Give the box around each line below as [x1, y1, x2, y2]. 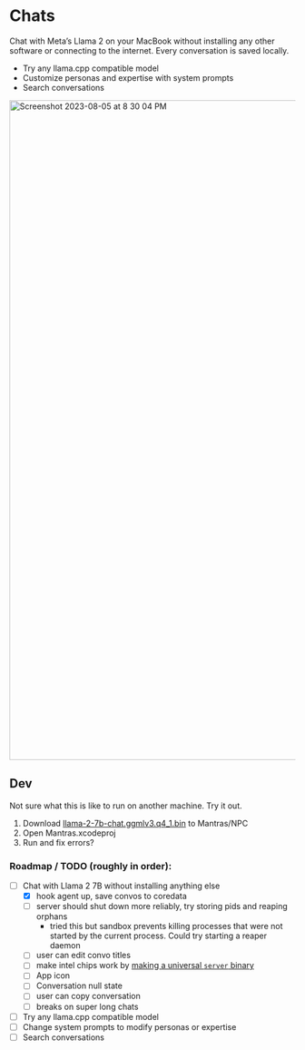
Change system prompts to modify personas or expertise [22, 1021, 237, 1032]
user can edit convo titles [35, 950, 132, 961]
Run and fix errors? [22, 837, 94, 847]
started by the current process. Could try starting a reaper [49, 930, 268, 941]
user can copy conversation [35, 991, 141, 1002]
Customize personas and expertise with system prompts [22, 72, 234, 83]
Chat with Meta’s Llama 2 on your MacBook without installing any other [9, 35, 275, 46]
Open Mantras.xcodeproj [22, 827, 116, 838]
